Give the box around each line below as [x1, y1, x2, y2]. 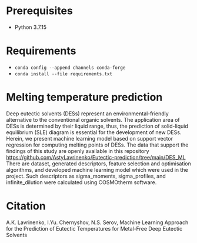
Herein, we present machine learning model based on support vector [6, 135, 173, 142]
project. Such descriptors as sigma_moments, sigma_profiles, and [6, 172, 166, 179]
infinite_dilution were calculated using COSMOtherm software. [6, 178, 157, 186]
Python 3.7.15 [14, 24, 47, 31]
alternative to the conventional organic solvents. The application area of [6, 116, 181, 123]
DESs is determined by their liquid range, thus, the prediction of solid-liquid [6, 122, 188, 129]
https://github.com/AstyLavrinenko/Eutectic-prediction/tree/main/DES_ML [6, 154, 186, 161]
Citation [6, 199, 46, 212]
